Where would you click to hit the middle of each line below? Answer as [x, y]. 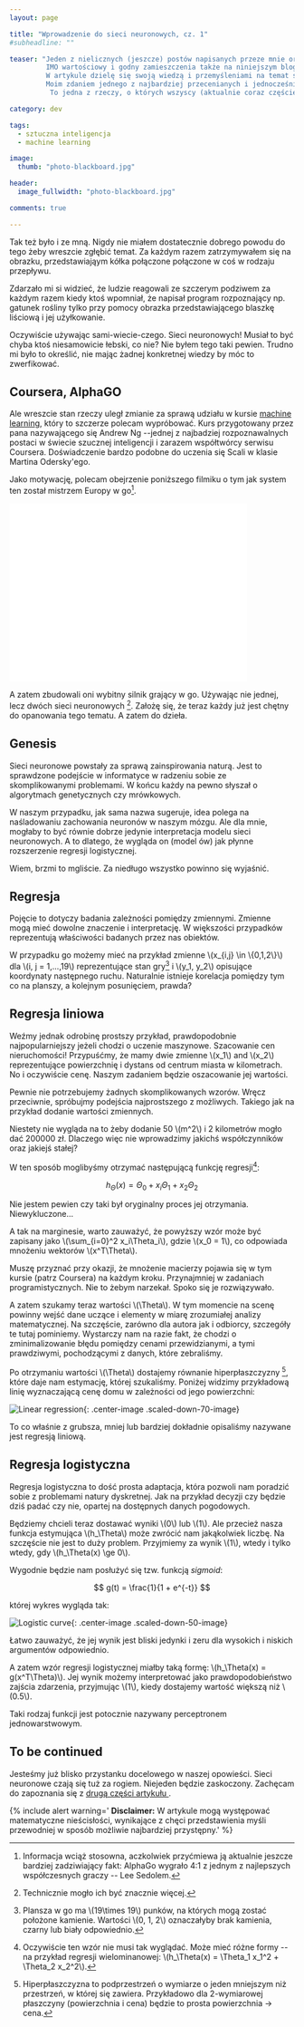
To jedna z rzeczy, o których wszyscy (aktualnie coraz [157, 92]
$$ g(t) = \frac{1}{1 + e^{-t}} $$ [152, 1588]
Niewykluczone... [42, 1214]
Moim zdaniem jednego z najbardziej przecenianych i [147, 84]
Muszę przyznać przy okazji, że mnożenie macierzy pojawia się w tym [141, 1269]
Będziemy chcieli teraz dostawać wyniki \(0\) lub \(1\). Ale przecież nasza [146, 1523]
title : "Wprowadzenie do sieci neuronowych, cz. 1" [109, 34]
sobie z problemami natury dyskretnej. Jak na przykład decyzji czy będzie [148, 1496]
